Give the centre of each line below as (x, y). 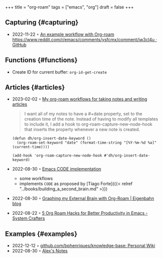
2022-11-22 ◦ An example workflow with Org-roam (63, 34)
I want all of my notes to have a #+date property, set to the (83, 114)
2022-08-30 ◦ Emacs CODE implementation (57, 169)
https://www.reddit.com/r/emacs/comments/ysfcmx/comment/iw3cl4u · (84, 39)
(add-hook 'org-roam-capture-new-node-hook (57, 156)
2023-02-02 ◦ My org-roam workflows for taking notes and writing (80, 99)
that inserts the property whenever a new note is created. (82, 129)
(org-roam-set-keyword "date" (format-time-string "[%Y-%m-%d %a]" (87, 143)
